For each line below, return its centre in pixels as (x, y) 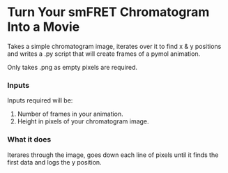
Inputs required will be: (40, 100)
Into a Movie (44, 27)
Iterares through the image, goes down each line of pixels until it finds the (113, 155)
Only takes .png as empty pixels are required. (73, 67)
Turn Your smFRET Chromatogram (108, 12)
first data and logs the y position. (55, 162)
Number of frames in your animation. (70, 114)
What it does (29, 140)
